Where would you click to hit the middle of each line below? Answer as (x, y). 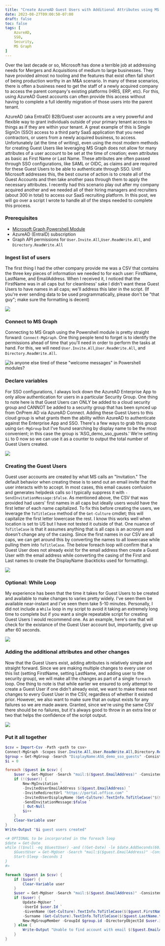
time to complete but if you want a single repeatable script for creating (76, 614)
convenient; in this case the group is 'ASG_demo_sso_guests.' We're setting (82, 433)
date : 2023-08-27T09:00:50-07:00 (39, 14)
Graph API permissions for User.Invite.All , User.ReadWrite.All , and (81, 239)
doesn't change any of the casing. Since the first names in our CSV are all (80, 534)
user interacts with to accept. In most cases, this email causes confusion (79, 487)
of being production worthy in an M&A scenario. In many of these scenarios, (82, 81)
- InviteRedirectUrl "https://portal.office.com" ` (76, 793)
